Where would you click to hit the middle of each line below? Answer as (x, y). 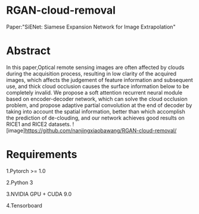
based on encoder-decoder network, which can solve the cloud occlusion (97, 99)
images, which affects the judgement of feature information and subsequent (100, 80)
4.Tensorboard (24, 205)
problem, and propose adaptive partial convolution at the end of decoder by (99, 105)
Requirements (42, 155)
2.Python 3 (20, 182)
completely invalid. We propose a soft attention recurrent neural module (94, 92)
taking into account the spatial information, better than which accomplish (96, 111)
